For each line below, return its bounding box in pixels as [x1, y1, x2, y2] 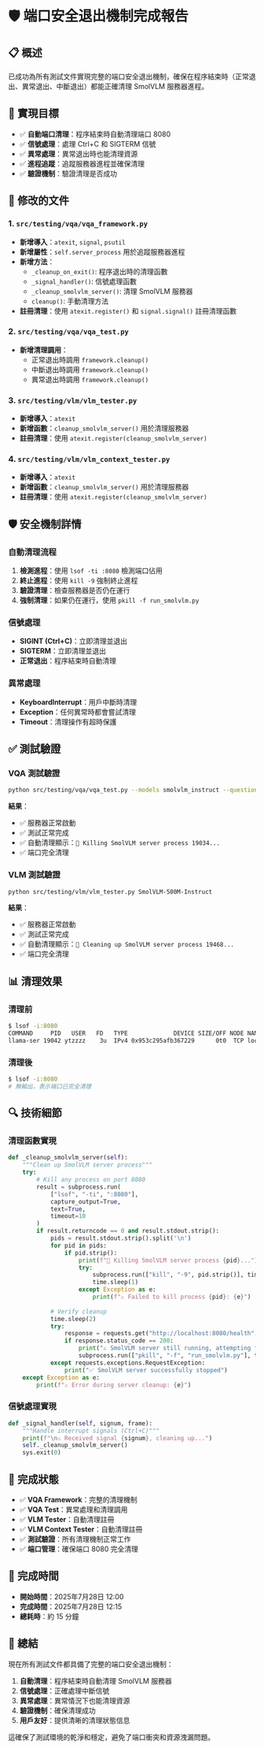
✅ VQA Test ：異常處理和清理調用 [19, 1505, 128, 1514]
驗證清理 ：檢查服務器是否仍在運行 [19, 586, 130, 595]
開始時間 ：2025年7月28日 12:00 [19, 1591, 124, 1601]
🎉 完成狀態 [8, 1472, 59, 1486]
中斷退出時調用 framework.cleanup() [31, 364, 149, 374]
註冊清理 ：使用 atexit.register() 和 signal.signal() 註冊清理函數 [19, 306, 237, 315]
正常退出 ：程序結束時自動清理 [19, 656, 116, 666]
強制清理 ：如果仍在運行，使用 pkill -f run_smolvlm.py [19, 596, 200, 605]
